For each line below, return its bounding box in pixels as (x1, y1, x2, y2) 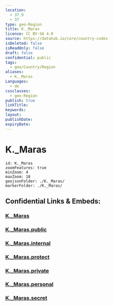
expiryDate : (5, 121, 31, 127)
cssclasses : (5, 88, 31, 94)
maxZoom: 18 (5, 174, 31, 179)
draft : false (5, 50, 33, 55)
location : (5, 7, 26, 13)
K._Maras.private (5, 267, 49, 274)
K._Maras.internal (5, 239, 51, 247)
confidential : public (5, 55, 51, 60)
